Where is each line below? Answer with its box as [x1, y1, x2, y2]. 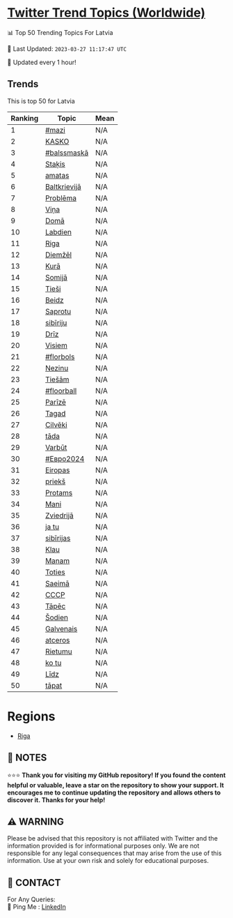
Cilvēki [45, 420, 67, 430]
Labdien [45, 227, 72, 236]
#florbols [45, 352, 75, 361]
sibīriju [45, 317, 67, 327]
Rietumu [45, 647, 73, 656]
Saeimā [45, 578, 70, 588]
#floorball [45, 386, 77, 396]
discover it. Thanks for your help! [7, 795, 106, 804]
